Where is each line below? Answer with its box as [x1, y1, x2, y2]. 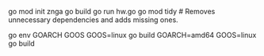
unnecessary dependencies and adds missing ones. [8, 15, 178, 24]
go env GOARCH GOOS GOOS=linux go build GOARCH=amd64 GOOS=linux [8, 31, 257, 39]
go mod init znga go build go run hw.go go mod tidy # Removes [8, 7, 216, 16]
